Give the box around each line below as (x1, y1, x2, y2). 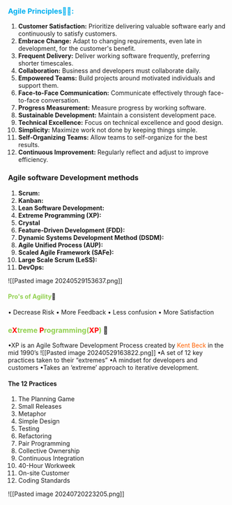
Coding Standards (17, 476, 70, 485)
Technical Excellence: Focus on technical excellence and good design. (17, 119, 224, 127)
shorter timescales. (17, 59, 74, 68)
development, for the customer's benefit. (17, 45, 137, 53)
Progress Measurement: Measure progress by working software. (17, 104, 206, 112)
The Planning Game (17, 395, 75, 403)
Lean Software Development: (17, 204, 105, 212)
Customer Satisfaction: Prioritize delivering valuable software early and (17, 22, 226, 31)
